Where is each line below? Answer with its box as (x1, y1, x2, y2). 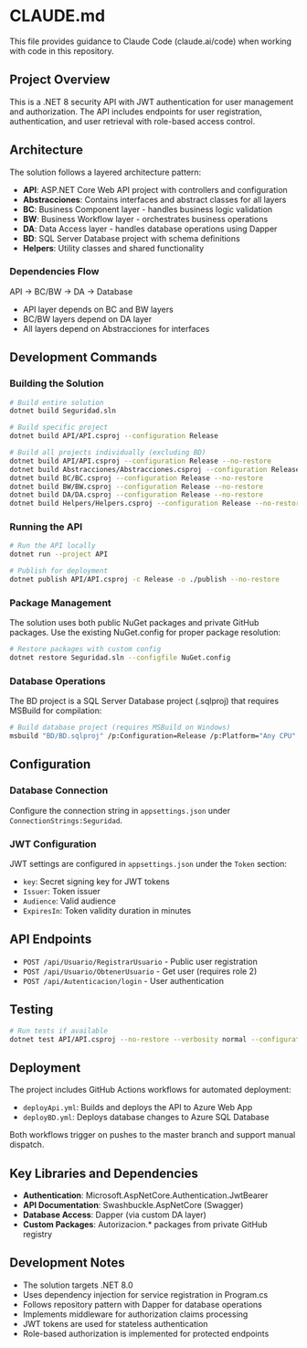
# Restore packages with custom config (9, 645, 162, 654)
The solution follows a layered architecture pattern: (9, 166, 202, 177)
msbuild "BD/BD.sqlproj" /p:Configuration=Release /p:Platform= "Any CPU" (9, 732, 297, 741)
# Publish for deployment (9, 566, 108, 576)
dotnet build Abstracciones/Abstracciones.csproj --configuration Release (9, 465, 301, 474)
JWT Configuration (9, 838, 97, 851)
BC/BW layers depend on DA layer (22, 313, 153, 325)
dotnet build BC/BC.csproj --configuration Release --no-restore (9, 473, 263, 483)
